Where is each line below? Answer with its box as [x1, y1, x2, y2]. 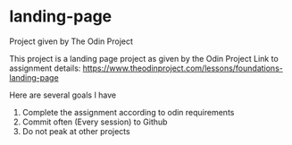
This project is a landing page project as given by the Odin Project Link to [9, 53, 279, 64]
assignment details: [9, 63, 81, 73]
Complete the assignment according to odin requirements [21, 107, 235, 117]
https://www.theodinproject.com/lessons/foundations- [82, 63, 283, 73]
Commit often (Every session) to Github [21, 116, 168, 127]
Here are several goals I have [9, 90, 117, 100]
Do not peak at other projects [21, 125, 131, 136]
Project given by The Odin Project [9, 36, 134, 47]
